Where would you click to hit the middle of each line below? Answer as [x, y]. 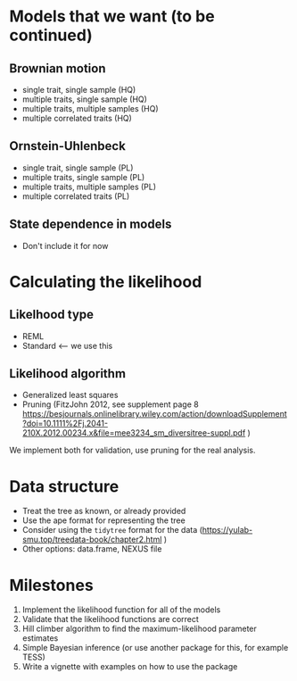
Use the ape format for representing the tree [103, 520]
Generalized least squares [70, 395]
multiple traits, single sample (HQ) [84, 99]
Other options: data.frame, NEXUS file [92, 549]
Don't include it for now [65, 245]
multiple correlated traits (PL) [76, 196]
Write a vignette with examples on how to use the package [130, 667]
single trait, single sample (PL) [78, 168]
